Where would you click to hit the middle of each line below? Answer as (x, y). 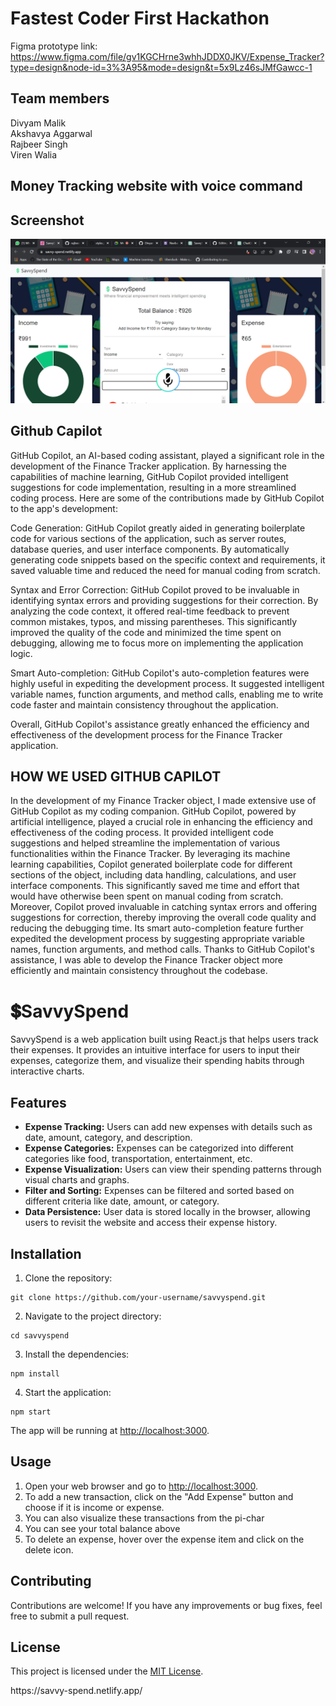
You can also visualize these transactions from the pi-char (144, 1518)
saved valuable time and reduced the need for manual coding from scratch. (165, 570)
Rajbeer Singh (39, 144)
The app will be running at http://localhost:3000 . (110, 1430)
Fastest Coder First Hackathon (140, 18)
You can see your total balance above (102, 1528)
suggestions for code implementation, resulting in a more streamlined (153, 487)
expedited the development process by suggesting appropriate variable (157, 939)
